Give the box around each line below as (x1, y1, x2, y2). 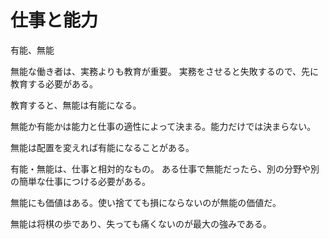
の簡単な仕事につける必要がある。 (10, 175, 151, 187)
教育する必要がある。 (10, 77, 98, 90)
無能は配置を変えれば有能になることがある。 (10, 141, 195, 153)
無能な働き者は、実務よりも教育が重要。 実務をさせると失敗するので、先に (10, 65, 320, 77)
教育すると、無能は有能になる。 (10, 99, 142, 111)
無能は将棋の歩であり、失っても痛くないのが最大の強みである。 (10, 217, 272, 230)
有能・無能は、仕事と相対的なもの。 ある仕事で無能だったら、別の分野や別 (10, 162, 320, 175)
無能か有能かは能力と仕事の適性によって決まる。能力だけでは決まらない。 (10, 120, 317, 132)
